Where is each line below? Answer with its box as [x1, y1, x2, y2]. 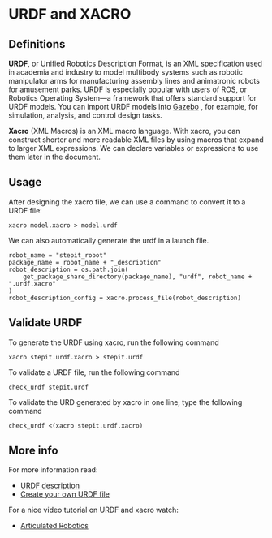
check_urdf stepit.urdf [8, 383, 89, 391]
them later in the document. [8, 152, 101, 161]
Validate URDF [8, 316, 83, 329]
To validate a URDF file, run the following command [8, 367, 180, 377]
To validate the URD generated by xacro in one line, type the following [8, 397, 243, 407]
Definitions [8, 37, 66, 51]
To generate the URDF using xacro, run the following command [8, 338, 219, 347]
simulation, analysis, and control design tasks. [8, 110, 162, 120]
